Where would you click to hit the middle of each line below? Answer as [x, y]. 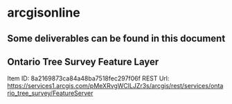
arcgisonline [44, 13]
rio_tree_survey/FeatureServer [50, 93]
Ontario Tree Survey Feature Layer [83, 61]
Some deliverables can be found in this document [116, 38]
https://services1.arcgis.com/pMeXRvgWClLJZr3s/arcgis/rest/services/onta [115, 86]
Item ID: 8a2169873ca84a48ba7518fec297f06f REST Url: [88, 78]
